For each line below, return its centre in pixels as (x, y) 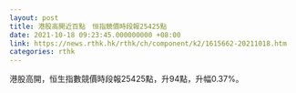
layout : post (34, 18)
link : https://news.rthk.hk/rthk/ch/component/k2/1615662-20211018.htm (148, 43)
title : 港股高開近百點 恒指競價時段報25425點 (88, 26)
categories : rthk (42, 52)
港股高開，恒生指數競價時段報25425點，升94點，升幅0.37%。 (127, 79)
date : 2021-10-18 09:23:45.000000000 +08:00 (95, 35)
